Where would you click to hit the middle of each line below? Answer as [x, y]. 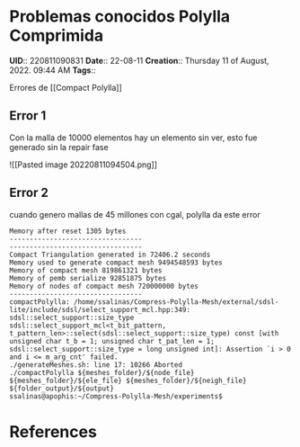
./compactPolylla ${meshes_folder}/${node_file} [102, 372]
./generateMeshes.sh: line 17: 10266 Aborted [96, 365]
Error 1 [28, 116]
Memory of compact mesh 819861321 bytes [86, 270]
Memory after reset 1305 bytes [68, 231]
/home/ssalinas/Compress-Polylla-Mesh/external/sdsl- [176, 302]
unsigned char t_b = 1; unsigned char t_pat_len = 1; [112, 341]
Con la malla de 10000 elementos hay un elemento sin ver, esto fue [133, 138]
